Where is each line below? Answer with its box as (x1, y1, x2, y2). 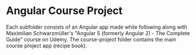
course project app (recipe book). (6, 42, 87, 49)
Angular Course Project (6, 4, 123, 18)
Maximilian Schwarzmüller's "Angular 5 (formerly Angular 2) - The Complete (6, 29, 190, 36)
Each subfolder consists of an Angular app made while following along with (6, 23, 187, 30)
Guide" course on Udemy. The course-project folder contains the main (6, 36, 177, 43)
